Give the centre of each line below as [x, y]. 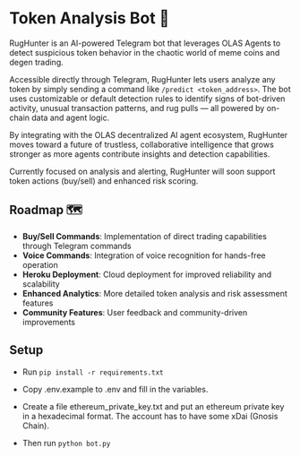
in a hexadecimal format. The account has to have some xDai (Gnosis [150, 416]
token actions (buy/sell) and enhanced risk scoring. [104, 181]
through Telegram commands [77, 246]
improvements [49, 322]
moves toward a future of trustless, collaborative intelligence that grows [142, 144]
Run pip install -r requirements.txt [93, 372]
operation [40, 264]
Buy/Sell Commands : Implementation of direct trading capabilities [144, 236]
